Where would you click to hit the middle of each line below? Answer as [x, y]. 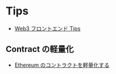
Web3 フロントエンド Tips [47, 28]
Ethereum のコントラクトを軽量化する [62, 65]
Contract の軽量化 [40, 49]
